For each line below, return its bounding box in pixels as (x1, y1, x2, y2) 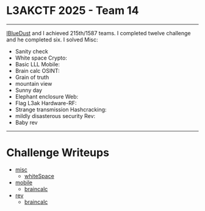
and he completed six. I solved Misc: (6, 36, 98, 43)
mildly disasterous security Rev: (15, 112, 96, 119)
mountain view (15, 80, 52, 87)
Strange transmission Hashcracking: (15, 106, 107, 113)
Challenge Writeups (6, 146, 110, 160)
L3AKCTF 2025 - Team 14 (6, 4, 139, 18)
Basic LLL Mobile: (15, 60, 60, 67)
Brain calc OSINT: (15, 67, 60, 74)
